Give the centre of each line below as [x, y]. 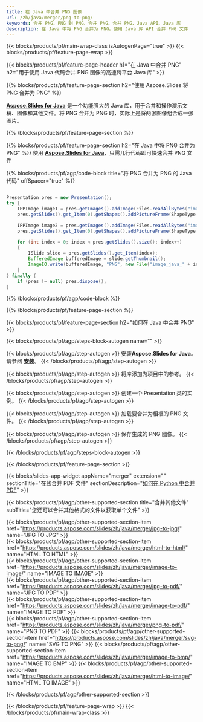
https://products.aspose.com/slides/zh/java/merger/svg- [126, 638]
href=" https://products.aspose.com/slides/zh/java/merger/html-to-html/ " [97, 548]
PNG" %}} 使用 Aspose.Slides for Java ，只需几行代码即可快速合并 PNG [96, 153]
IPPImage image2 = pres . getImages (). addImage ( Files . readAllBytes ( [102, 225]
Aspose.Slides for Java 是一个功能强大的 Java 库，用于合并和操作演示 [94, 106]
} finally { [21, 276]
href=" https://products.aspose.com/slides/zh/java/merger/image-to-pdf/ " [98, 606]
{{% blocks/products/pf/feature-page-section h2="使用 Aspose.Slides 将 [97, 85]
